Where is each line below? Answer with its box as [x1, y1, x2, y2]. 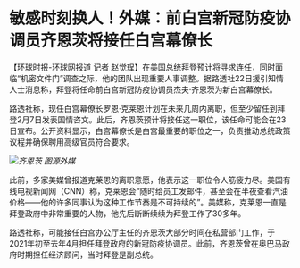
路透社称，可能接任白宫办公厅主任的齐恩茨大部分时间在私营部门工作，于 [9, 227, 275, 238]
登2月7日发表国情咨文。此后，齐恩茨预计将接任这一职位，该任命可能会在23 [9, 113, 287, 125]
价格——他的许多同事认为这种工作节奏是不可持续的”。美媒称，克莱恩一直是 [9, 197, 287, 207]
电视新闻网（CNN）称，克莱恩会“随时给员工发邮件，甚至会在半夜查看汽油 [16, 185, 288, 197]
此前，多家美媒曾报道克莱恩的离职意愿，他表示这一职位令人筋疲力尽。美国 [9, 174, 283, 185]
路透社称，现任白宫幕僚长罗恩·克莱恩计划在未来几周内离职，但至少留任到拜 [9, 103, 286, 113]
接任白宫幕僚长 [103, 30, 213, 51]
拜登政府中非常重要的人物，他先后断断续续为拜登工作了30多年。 [9, 207, 246, 219]
